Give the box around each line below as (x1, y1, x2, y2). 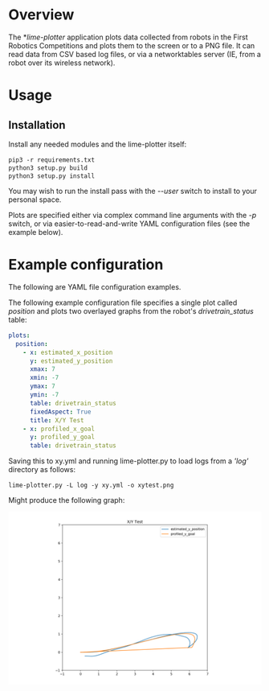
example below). (8, 227, 63, 237)
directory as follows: (8, 465, 76, 475)
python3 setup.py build (8, 163, 88, 172)
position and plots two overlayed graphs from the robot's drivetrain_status (8, 306, 255, 315)
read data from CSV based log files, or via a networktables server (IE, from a (8, 49, 261, 59)
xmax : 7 (29, 365, 56, 373)
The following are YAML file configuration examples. (8, 282, 181, 291)
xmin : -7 (29, 374, 59, 382)
